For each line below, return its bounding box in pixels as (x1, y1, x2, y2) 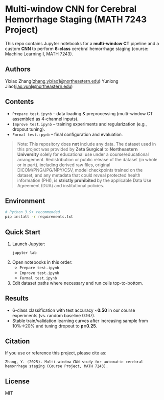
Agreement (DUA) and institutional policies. (17, 182, 104, 188)
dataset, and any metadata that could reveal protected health (17, 172, 141, 178)
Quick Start (5, 228, 41, 236)
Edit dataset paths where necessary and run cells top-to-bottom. (12, 280, 143, 286)
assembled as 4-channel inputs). (12, 116, 79, 122)
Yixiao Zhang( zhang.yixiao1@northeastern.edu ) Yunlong (5, 78, 118, 84)
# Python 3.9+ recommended (5, 210, 60, 215)
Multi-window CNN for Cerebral (5, 3, 137, 15)
